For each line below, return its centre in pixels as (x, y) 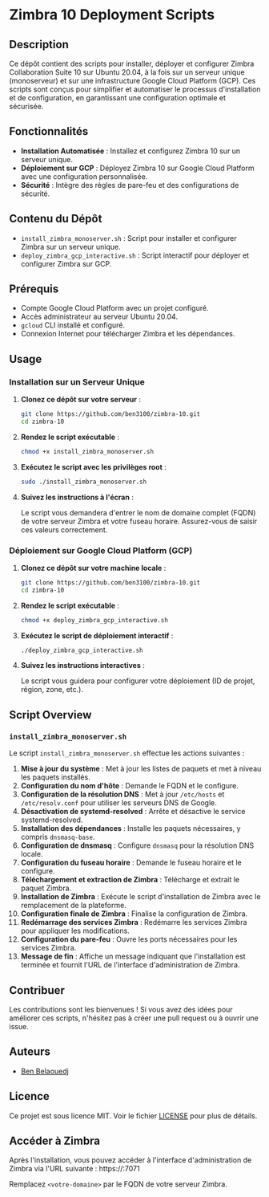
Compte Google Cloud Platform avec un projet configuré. (114, 308)
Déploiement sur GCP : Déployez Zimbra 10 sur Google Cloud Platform (137, 168)
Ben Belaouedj (44, 1071)
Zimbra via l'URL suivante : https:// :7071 (74, 1169)
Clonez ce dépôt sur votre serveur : (80, 400)
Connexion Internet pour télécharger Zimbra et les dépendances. (128, 334)
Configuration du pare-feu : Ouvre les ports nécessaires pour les (129, 939)
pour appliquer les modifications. (75, 931)
